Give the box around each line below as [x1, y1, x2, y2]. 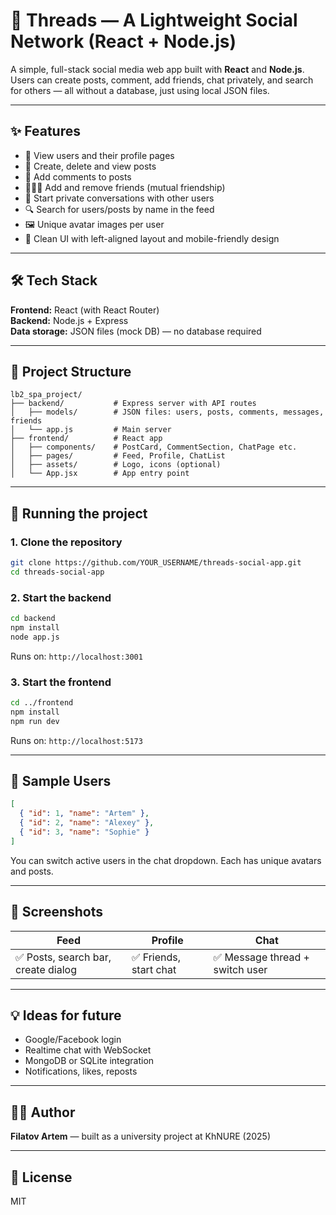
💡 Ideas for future [10, 1007, 122, 1024]
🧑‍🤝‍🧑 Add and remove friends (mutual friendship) [24, 181, 226, 193]
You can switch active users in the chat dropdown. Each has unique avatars [10, 854, 322, 866]
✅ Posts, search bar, [15, 950, 112, 964]
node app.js [10, 632, 60, 642]
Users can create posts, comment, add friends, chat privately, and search [10, 74, 314, 86]
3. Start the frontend [10, 675, 112, 689]
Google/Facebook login [24, 1034, 122, 1046]
